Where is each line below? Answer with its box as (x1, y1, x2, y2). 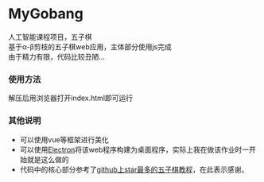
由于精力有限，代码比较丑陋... (8, 52, 106, 61)
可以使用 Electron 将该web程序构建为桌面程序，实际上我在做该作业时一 (19, 145, 249, 154)
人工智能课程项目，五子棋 (8, 32, 92, 41)
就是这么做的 (26, 154, 69, 164)
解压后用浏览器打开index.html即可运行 (8, 93, 134, 103)
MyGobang (8, 5, 83, 23)
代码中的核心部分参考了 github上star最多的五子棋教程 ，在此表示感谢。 (19, 165, 249, 174)
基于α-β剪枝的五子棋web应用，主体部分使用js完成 (8, 41, 173, 52)
